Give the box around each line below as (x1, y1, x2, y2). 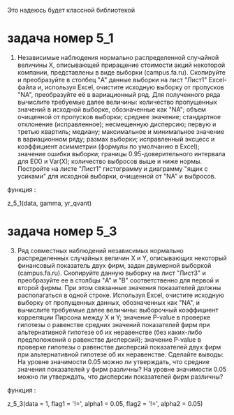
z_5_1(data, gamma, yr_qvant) (7, 199, 92, 207)
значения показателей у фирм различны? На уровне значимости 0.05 (17, 365, 227, 373)
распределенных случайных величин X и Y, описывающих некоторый (17, 254, 227, 262)
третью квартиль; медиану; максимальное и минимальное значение (17, 127, 225, 135)
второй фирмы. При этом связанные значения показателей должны (17, 283, 221, 292)
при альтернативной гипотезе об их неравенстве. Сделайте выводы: (17, 350, 224, 359)
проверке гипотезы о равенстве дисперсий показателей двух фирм (17, 342, 221, 351)
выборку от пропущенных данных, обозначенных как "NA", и (17, 298, 200, 306)
